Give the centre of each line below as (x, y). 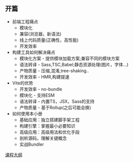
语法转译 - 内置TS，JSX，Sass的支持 (57, 101)
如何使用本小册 (27, 113)
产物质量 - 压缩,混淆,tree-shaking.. (54, 71)
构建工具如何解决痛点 (33, 52)
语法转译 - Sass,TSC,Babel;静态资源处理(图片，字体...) (74, 64)
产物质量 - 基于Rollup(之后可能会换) (55, 108)
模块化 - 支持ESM (37, 95)
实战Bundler (32, 144)
